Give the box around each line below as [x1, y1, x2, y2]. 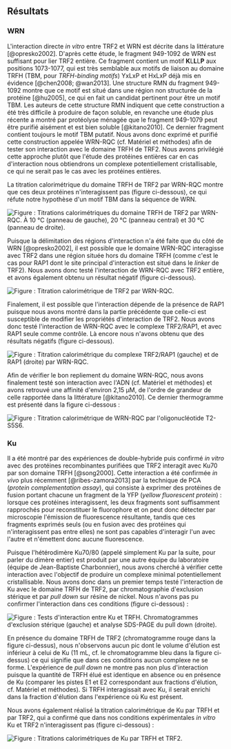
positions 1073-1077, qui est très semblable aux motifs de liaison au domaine [7, 64, 224, 72]
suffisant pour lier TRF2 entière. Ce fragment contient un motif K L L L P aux [7, 57, 217, 65]
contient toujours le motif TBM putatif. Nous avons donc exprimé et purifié [7, 130, 219, 138]
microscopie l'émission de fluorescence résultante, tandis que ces [7, 512, 196, 521]
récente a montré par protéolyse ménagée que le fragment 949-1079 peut [7, 115, 218, 124]
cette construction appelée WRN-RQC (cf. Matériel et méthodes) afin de [7, 138, 212, 146]
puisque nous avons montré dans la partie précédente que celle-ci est [7, 307, 207, 315]
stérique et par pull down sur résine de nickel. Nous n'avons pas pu [7, 592, 199, 600]
